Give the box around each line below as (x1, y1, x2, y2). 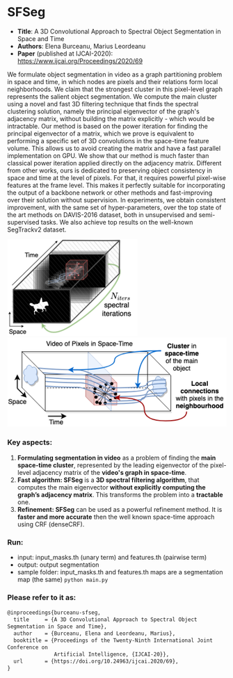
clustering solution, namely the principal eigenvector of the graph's (7, 107, 200, 115)
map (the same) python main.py (17, 575, 109, 583)
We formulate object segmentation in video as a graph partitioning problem (7, 70, 223, 79)
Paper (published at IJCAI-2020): (17, 49, 113, 58)
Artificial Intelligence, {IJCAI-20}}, (54, 651, 170, 658)
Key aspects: (7, 437, 53, 447)
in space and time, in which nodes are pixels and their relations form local (7, 77, 218, 86)
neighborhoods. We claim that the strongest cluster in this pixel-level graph (7, 85, 223, 93)
